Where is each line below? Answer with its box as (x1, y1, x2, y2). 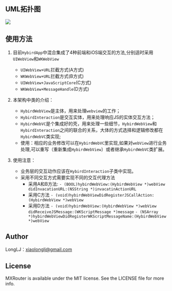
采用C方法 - (28, 191, 53, 198)
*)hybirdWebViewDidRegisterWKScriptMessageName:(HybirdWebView (28, 214, 166, 219)
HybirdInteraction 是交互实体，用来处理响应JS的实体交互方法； (20, 114, 156, 120)
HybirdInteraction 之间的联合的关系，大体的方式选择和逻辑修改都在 (20, 127, 163, 133)
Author (5, 232, 28, 241)
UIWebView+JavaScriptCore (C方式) (20, 79, 91, 86)
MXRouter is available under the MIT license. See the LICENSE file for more (5, 275, 164, 281)
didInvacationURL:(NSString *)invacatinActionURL (28, 186, 137, 191)
